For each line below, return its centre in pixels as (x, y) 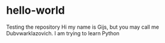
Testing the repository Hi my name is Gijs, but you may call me (83, 27)
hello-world (36, 10)
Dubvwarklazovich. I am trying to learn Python (63, 33)
